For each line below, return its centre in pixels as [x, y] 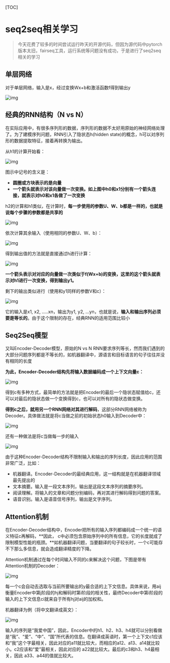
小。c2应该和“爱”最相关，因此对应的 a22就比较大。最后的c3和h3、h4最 [80, 649]
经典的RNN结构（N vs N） [46, 115]
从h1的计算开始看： [25, 151]
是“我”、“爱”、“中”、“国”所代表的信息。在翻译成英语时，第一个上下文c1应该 [84, 637]
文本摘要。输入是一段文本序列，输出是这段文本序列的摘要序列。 [79, 487]
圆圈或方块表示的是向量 [37, 183]
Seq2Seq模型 [27, 335]
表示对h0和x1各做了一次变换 [56, 195]
